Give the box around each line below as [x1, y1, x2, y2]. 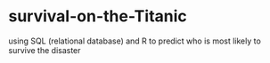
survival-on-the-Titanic [8, 6, 188, 27]
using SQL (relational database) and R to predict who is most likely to [8, 35, 262, 46]
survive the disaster [8, 44, 81, 55]
